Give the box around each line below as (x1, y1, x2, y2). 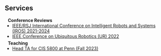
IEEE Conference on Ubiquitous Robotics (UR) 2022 (12, 33, 119, 39)
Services (5, 4, 34, 12)
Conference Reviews (8, 17, 52, 23)
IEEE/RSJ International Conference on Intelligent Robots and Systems (12, 22, 156, 28)
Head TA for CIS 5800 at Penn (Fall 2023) (12, 45, 99, 51)
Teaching (8, 40, 28, 46)
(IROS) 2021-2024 (12, 27, 50, 34)
